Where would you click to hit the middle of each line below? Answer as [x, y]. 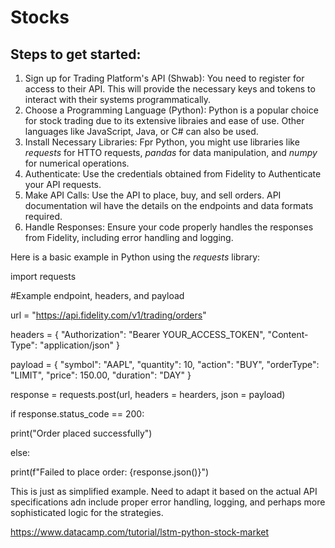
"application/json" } [79, 345]
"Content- [288, 334]
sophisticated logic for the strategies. [87, 512]
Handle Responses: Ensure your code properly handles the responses [169, 227]
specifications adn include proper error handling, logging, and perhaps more [168, 502]
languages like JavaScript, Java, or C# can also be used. [141, 131]
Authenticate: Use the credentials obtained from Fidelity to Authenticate [173, 174]
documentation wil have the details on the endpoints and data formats [169, 205]
